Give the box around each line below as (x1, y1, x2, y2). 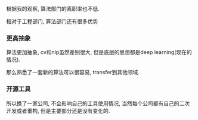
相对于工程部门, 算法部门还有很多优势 (6, 18, 98, 25)
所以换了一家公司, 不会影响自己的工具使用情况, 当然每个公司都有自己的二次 (6, 100, 190, 107)
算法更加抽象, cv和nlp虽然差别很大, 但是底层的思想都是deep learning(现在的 (6, 49, 192, 56)
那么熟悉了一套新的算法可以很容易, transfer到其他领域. (6, 69, 140, 76)
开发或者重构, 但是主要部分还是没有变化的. (6, 107, 110, 114)
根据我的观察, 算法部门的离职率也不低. (6, 5, 100, 12)
